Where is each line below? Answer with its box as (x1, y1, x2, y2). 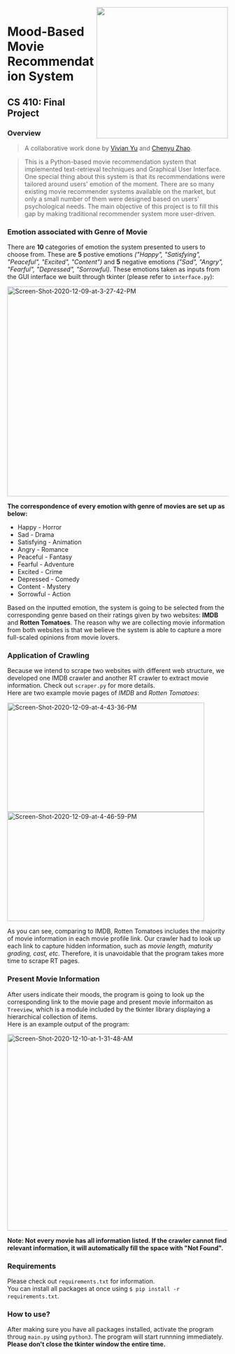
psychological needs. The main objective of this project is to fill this (24, 202, 219, 211)
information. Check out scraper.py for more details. (7, 681, 155, 690)
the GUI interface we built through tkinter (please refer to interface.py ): (7, 273, 215, 281)
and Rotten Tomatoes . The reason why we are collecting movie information (7, 618, 225, 627)
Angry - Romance (17, 546, 69, 554)
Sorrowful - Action (17, 590, 71, 599)
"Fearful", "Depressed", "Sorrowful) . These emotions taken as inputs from (7, 265, 220, 273)
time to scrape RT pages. (7, 957, 80, 965)
